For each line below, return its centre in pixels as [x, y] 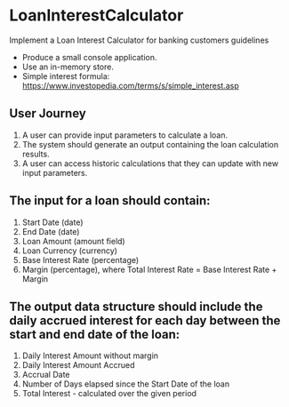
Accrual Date [46, 375]
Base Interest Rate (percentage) [80, 259]
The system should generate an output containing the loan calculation [150, 144]
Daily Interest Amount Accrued [78, 365]
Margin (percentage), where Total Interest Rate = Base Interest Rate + [149, 269]
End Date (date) [51, 231]
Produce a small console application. [89, 57]
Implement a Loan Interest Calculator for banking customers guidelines [139, 40]
